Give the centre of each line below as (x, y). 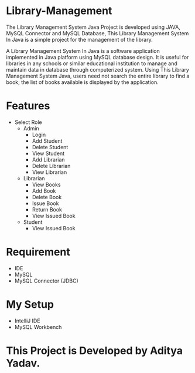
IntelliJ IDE (27, 321)
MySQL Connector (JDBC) (46, 281)
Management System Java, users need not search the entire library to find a (98, 76)
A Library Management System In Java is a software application (83, 51)
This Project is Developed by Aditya (95, 350)
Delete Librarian (51, 166)
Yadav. (23, 363)
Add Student (47, 141)
